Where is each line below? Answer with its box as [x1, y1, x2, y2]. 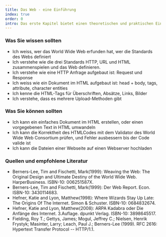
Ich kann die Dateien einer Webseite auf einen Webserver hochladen [12, 145, 152, 151]
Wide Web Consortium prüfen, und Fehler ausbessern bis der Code [12, 135, 150, 140]
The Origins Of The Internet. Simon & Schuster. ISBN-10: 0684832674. [12, 200, 156, 206]
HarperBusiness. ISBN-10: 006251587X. [12, 179, 94, 185]
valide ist [12, 140, 31, 146]
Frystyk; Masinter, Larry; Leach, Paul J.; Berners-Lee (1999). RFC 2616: [12, 221, 158, 227]
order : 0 [5, 16, 23, 21]
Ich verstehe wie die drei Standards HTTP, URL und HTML [12, 59, 131, 65]
